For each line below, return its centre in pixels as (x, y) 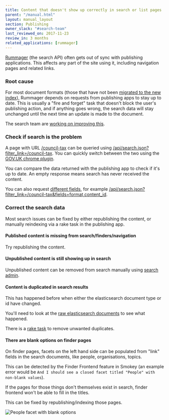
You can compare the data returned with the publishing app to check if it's (83, 168)
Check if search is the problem (44, 136)
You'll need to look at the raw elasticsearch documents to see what (75, 313)
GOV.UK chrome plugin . (30, 159)
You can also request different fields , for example (57, 189)
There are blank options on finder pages (48, 340)
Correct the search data (35, 207)
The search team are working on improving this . (55, 124)
